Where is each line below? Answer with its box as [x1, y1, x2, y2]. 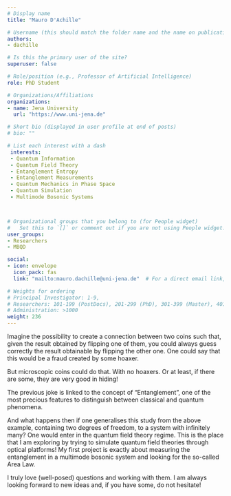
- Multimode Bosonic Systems [10, 194, 94, 200]
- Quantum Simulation [10, 187, 72, 194]
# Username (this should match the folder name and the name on [7, 29, 195, 36]
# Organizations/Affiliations [7, 92, 94, 99]
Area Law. [7, 460, 36, 468]
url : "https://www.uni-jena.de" [13, 111, 107, 118]
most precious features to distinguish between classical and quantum [7, 395, 204, 404]
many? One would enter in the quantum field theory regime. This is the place [7, 431, 224, 439]
